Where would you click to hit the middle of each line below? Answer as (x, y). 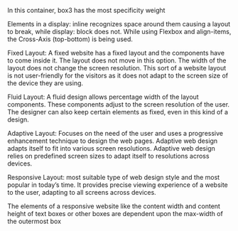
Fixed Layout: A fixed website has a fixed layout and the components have (116, 53)
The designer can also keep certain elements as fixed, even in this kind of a (118, 112)
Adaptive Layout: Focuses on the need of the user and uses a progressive (115, 133)
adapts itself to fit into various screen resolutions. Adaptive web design (111, 148)
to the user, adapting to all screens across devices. (82, 192)
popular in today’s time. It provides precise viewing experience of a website (118, 185)
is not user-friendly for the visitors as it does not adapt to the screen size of (118, 75)
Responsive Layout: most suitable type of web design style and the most (114, 177)
